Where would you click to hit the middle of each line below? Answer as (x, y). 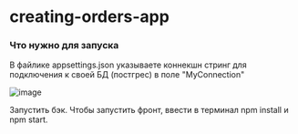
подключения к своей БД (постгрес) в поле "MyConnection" (127, 75)
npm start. (29, 119)
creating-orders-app (90, 17)
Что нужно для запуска (64, 46)
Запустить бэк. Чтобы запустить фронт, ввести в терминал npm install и (149, 110)
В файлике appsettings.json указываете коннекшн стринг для (128, 65)
